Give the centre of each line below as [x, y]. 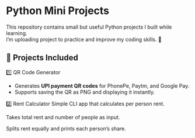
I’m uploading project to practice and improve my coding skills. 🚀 [84, 39]
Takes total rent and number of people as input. [63, 117]
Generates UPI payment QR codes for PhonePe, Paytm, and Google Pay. [102, 85]
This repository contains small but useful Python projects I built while [89, 27]
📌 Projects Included [42, 58]
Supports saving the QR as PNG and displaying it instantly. [85, 92]
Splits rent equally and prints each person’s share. [66, 128]
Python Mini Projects [58, 11]
